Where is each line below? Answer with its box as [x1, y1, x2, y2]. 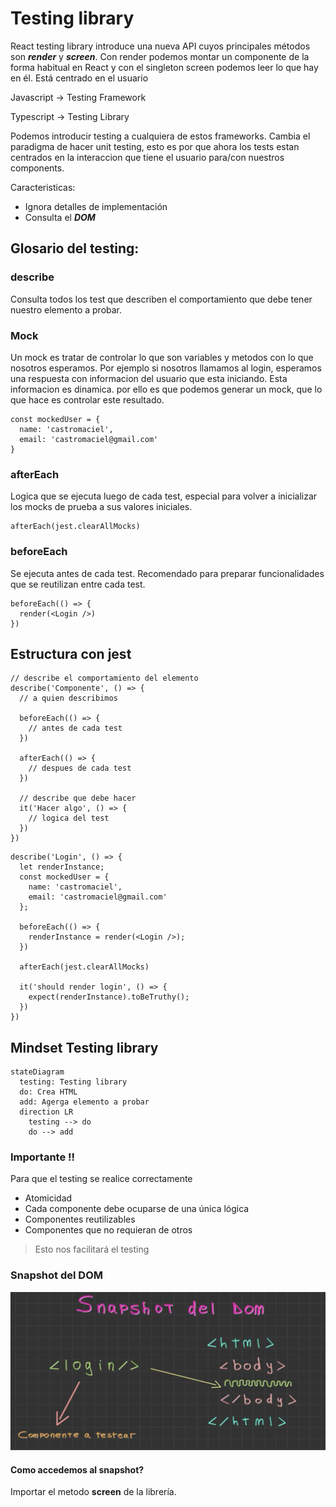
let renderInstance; [19, 862, 105, 872]
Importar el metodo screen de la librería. [10, 1486, 177, 1498]
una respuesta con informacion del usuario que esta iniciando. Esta [10, 372, 288, 384]
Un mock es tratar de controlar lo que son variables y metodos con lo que [10, 351, 314, 363]
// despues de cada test [28, 763, 132, 774]
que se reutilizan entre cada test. [10, 578, 146, 590]
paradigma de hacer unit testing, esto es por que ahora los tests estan [10, 140, 300, 152]
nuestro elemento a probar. [10, 303, 123, 316]
